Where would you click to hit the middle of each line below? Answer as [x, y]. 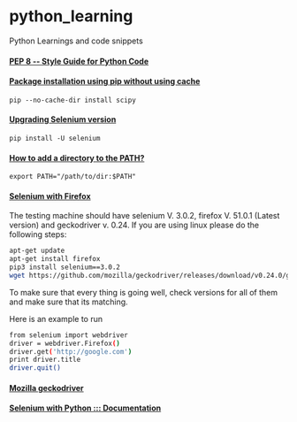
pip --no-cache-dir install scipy [73, 100]
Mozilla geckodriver [46, 387]
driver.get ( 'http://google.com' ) [71, 351]
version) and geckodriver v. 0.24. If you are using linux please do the [134, 225]
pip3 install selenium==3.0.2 [65, 267]
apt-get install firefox [55, 259]
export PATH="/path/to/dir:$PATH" [73, 177]
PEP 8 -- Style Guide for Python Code [79, 61]
